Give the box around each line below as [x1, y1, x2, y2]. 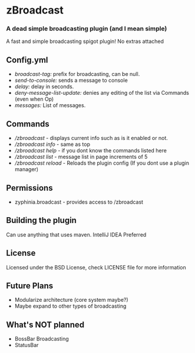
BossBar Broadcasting [14, 335, 69, 342]
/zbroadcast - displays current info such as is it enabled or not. [14, 135, 168, 142]
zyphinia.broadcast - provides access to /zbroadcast [14, 198, 143, 205]
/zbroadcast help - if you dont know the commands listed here [14, 147, 167, 154]
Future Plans [6, 281, 54, 291]
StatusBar [14, 342, 39, 349]
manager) [14, 166, 39, 173]
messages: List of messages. [14, 102, 86, 109]
